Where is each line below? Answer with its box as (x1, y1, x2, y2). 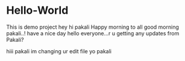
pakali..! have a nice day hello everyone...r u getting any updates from (6, 29, 180, 36)
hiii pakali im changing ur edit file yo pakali (6, 47, 112, 54)
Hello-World (6, 4, 69, 17)
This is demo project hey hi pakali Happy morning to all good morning (6, 23, 180, 30)
